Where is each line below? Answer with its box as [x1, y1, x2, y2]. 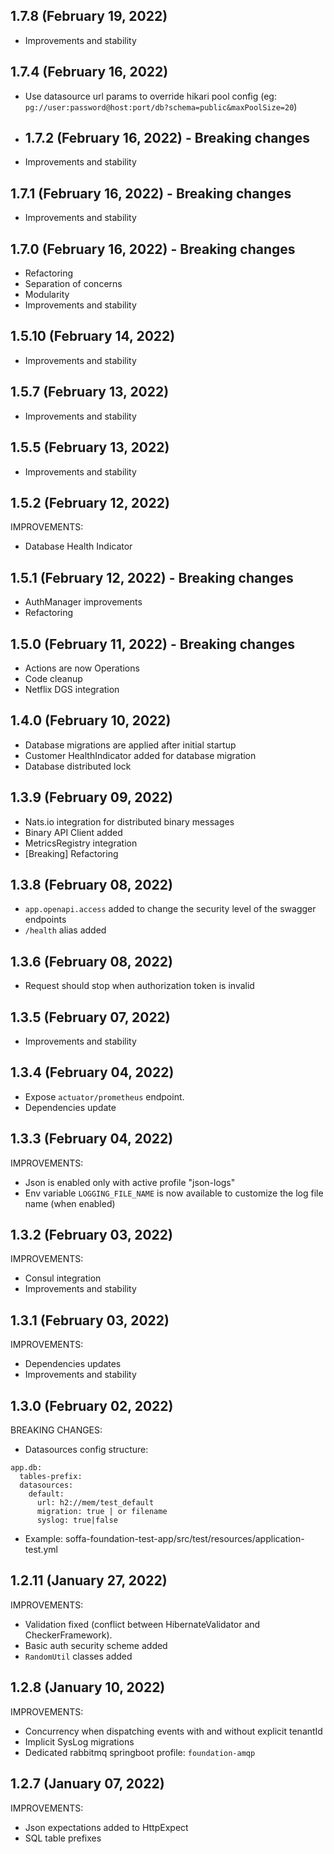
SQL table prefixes [24, 1832, 102, 1844]
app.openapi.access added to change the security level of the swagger [24, 903, 317, 915]
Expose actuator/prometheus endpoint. [24, 1090, 185, 1103]
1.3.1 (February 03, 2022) [10, 1312, 170, 1329]
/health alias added [24, 924, 107, 936]
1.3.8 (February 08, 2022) [10, 876, 173, 893]
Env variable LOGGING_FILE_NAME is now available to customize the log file [24, 1187, 324, 1199]
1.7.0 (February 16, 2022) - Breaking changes [10, 240, 296, 258]
